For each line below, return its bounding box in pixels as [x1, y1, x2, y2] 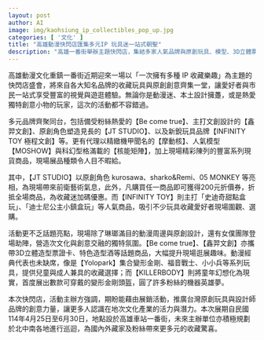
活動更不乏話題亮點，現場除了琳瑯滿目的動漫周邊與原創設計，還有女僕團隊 [8, 228, 249, 238]
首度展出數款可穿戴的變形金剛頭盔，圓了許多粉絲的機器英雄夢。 [21, 278, 229, 287]
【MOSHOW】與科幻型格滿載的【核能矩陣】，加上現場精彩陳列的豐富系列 [8, 146, 245, 155]
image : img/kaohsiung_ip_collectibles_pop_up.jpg [8, 26, 174, 34]
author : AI [8, 19, 44, 27]
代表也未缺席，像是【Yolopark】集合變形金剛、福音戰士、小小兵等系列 [14, 258, 244, 267]
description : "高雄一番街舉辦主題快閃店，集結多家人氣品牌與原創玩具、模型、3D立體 [8, 48, 252, 56]
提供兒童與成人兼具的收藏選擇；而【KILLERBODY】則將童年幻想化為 [21, 268, 244, 277]
